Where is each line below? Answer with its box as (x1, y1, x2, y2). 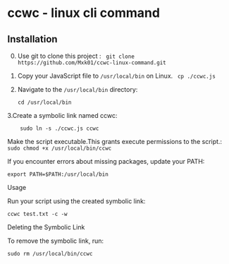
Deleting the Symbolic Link (7, 223, 85, 231)
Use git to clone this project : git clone (17, 52, 135, 60)
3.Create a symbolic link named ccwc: (7, 112, 118, 119)
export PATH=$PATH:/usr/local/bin (7, 171, 109, 178)
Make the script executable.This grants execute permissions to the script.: (7, 138, 223, 145)
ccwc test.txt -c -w (7, 210, 68, 217)
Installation (7, 33, 58, 45)
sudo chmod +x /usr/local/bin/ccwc (7, 145, 112, 152)
